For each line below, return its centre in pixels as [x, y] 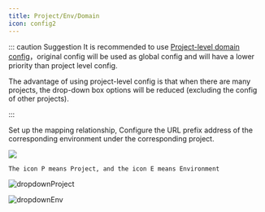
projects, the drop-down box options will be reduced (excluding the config [133, 89]
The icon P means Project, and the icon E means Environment [114, 169]
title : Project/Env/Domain [54, 16]
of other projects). [39, 98]
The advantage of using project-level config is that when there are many [130, 81]
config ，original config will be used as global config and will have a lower [131, 56]
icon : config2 [33, 24]
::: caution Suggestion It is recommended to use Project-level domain [124, 46]
